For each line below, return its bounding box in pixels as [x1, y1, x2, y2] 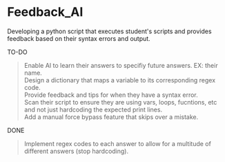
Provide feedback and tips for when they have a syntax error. [23, 91, 198, 99]
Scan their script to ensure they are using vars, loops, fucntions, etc [23, 98, 217, 106]
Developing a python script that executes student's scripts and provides [7, 27, 212, 35]
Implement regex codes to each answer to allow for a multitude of [23, 139, 212, 147]
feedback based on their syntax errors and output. [7, 34, 150, 42]
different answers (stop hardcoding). [23, 147, 129, 155]
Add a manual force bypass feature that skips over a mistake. [23, 112, 199, 121]
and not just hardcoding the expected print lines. [23, 105, 163, 114]
